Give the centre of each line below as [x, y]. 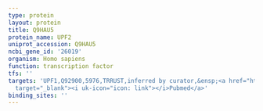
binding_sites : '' [38, 95]
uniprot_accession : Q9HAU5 [52, 45]
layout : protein [34, 23]
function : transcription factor [61, 66]
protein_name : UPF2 [40, 37]
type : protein [31, 15]
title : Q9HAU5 [31, 30]
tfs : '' [21, 73]
